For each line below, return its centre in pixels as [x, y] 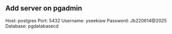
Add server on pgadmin [44, 8]
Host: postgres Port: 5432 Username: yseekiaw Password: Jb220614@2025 [86, 20]
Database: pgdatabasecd [32, 26]
